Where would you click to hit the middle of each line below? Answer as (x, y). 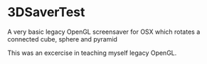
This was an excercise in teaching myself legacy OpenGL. (92, 53)
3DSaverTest (46, 12)
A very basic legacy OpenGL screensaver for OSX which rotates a (104, 32)
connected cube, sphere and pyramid (62, 39)
